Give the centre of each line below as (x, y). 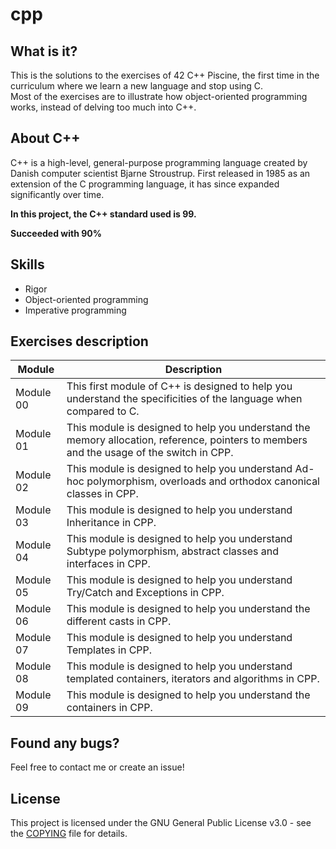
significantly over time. (57, 194)
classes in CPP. (102, 494)
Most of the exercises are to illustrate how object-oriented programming (159, 96)
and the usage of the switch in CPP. (150, 453)
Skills (27, 264)
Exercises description (79, 341)
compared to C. (103, 411)
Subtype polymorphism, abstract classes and (173, 551)
